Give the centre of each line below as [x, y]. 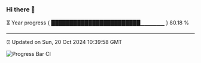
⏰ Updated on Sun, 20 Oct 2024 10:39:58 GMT [64, 42]
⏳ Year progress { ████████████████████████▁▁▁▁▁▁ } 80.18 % [98, 23]
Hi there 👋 [21, 10]
